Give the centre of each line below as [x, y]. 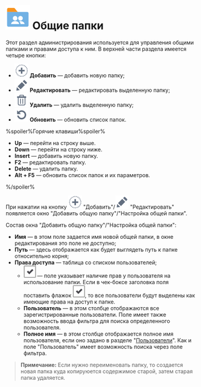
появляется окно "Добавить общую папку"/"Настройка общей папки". [97, 213]
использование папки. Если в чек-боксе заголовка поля [96, 282]
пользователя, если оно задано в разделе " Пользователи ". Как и [107, 340]
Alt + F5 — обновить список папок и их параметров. [82, 175]
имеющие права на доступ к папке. [69, 302]
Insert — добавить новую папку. [56, 155]
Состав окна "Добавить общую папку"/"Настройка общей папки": [91, 225]
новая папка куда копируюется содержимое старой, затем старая [107, 371]
